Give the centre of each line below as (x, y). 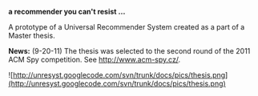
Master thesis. (32, 36)
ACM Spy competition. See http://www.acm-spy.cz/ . (95, 60)
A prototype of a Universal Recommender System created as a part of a (127, 27)
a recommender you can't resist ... (67, 12)
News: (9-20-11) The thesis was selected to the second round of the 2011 (129, 51)
